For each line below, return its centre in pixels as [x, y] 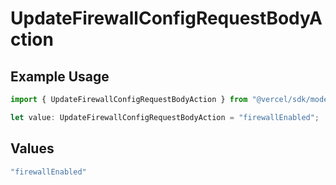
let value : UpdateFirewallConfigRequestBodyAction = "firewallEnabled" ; [165, 117]
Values [32, 148]
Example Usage [60, 76]
